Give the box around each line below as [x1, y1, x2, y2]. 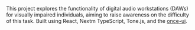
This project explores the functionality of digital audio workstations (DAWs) [6, 5, 188, 12]
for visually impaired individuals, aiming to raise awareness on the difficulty [6, 11, 189, 18]
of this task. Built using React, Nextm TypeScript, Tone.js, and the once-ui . [6, 18, 187, 24]
